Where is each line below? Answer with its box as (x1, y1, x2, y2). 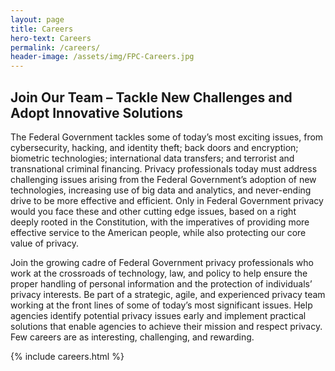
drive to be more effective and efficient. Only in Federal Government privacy (10, 194, 324, 206)
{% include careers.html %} (10, 350, 125, 362)
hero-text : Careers (10, 33, 92, 43)
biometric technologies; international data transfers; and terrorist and (10, 152, 295, 164)
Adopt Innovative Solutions (10, 104, 183, 121)
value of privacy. (10, 237, 79, 249)
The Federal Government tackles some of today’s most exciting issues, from (10, 131, 324, 143)
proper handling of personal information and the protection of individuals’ (10, 277, 313, 290)
